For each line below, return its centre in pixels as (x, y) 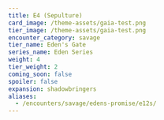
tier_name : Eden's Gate (47, 45)
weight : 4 (24, 60)
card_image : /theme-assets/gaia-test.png (77, 23)
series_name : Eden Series (50, 52)
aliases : (22, 96)
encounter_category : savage (54, 37)
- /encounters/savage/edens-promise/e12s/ (86, 103)
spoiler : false (33, 81)
